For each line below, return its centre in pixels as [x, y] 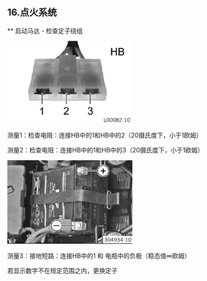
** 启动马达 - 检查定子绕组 [45, 31]
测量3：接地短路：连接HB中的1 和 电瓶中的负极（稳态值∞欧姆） [99, 255]
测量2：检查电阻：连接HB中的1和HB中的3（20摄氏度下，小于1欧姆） [106, 150]
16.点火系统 [32, 13]
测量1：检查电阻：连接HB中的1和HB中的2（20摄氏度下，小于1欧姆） [105, 135]
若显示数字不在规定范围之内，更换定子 [62, 271]
